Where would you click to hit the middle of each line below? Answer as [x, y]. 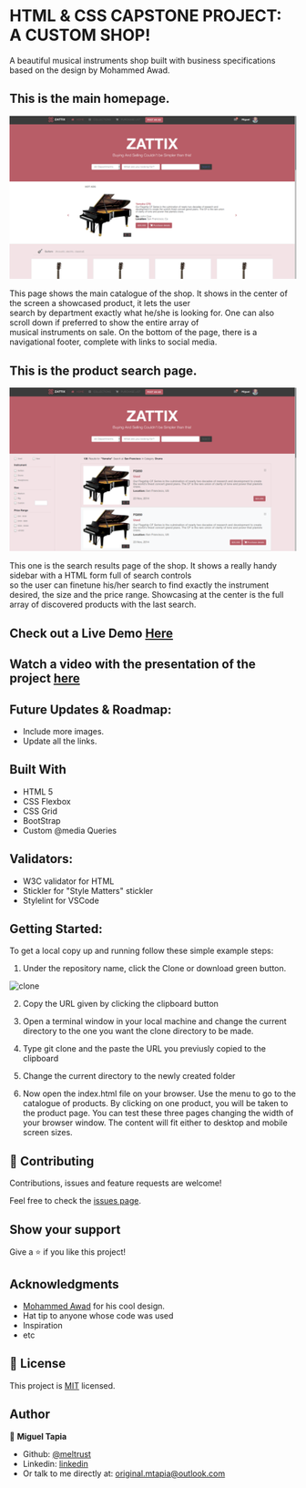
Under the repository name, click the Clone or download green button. [154, 969]
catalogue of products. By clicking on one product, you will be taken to [155, 1103]
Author [30, 1415]
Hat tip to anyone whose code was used [98, 1315]
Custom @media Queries [69, 830]
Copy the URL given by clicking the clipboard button [120, 1004]
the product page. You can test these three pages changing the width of [158, 1113]
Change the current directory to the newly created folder [129, 1076]
